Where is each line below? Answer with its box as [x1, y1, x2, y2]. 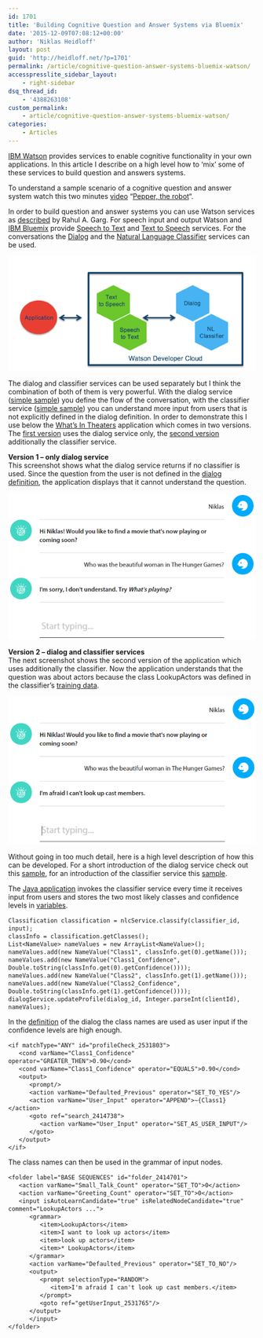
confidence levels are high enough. [8, 1025, 122, 1035]
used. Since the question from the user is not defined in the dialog [8, 468, 222, 478]
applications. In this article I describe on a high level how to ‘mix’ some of [8, 159, 245, 169]
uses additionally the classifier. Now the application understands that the [8, 664, 243, 673]
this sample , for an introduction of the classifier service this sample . [8, 868, 228, 878]
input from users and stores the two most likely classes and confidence [8, 892, 239, 901]
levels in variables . [8, 900, 68, 910]
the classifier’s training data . [8, 680, 100, 690]
